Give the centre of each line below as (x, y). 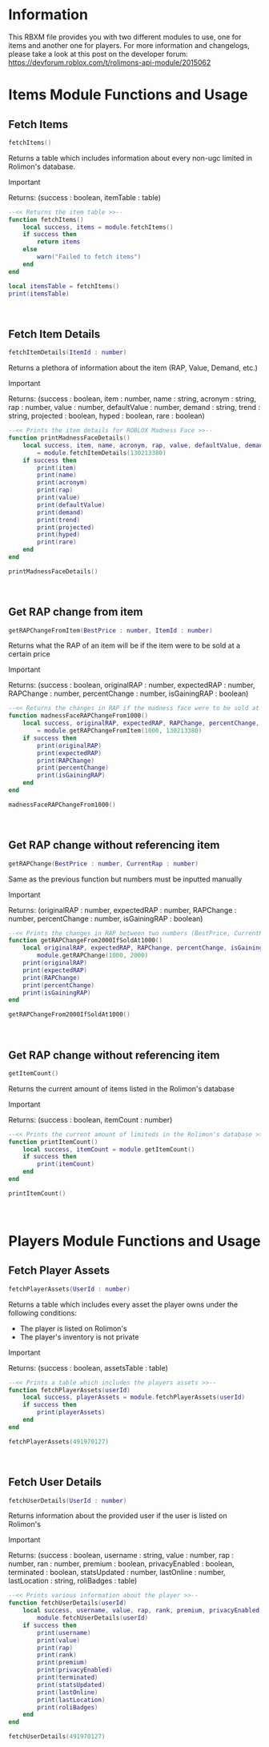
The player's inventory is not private (79, 1337)
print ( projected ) (66, 527)
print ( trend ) (59, 520)
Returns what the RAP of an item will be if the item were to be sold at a (124, 645)
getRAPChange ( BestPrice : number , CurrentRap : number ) (103, 863)
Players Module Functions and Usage (134, 1241)
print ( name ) (57, 475)
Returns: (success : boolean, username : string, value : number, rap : (121, 1556)
